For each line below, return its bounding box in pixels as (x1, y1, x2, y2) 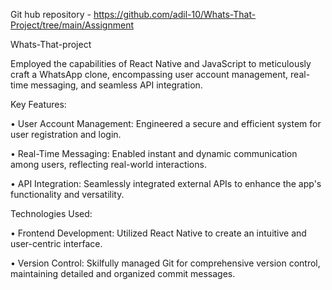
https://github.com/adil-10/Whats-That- (93, 9, 257, 20)
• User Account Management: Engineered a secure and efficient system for (10, 118, 322, 129)
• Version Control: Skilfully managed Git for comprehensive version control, (10, 257, 321, 269)
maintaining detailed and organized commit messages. (10, 268, 236, 279)
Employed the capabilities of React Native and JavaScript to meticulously (10, 58, 312, 69)
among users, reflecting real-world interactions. (10, 159, 207, 170)
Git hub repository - (10, 9, 92, 20)
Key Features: (10, 99, 67, 110)
